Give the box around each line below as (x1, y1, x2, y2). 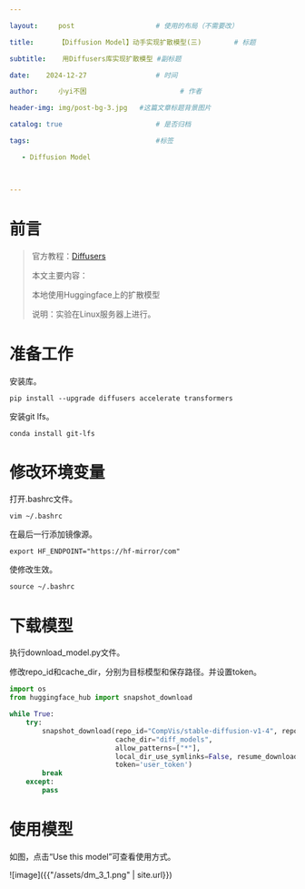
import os (9, 684, 47, 694)
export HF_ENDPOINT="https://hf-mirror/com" (9, 547, 181, 556)
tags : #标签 (9, 136, 174, 146)
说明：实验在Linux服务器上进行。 (31, 308, 156, 319)
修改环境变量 (9, 461, 106, 482)
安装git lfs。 (9, 410, 54, 421)
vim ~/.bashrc (9, 511, 64, 521)
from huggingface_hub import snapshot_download (9, 693, 193, 702)
